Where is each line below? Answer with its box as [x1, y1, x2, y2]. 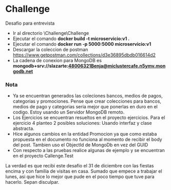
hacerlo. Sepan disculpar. [5, 179, 60, 185]
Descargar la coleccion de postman [12, 46, 88, 52]
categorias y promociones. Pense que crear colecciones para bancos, [12, 98, 162, 104]
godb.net [12, 68, 33, 74]
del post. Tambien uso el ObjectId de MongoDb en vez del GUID [12, 142, 148, 148]
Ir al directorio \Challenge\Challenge [12, 30, 89, 36]
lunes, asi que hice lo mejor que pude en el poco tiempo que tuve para [5, 174, 155, 180]
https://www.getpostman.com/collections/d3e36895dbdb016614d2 [12, 52, 156, 58]
